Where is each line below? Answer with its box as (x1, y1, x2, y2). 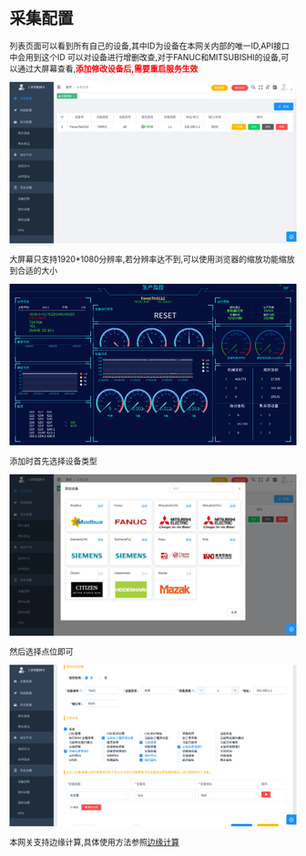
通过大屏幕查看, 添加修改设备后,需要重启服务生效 (16, 63, 199, 74)
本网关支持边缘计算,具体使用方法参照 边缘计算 (9, 837, 180, 848)
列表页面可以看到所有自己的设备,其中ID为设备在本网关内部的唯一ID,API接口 (9, 40, 290, 51)
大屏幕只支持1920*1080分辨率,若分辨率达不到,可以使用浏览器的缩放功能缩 (9, 253, 287, 265)
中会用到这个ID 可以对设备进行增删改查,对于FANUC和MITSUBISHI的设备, (9, 51, 281, 62)
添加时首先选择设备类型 (9, 455, 97, 466)
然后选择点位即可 (9, 646, 74, 657)
